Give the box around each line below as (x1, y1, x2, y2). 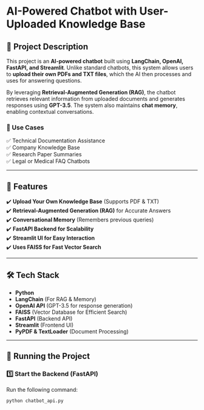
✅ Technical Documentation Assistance (6, 137, 105, 144)
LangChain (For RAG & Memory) (15, 295, 97, 302)
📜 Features (6, 181, 48, 192)
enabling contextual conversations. (6, 108, 94, 115)
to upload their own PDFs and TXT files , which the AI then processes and (6, 71, 192, 77)
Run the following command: (6, 386, 78, 393)
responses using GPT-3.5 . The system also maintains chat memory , (6, 102, 178, 109)
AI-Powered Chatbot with (6, 4, 137, 18)
